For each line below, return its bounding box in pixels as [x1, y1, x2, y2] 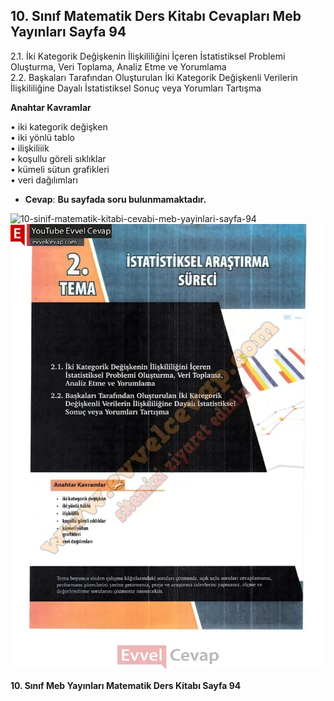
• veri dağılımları [10, 174, 78, 186]
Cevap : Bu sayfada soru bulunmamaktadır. [24, 193, 207, 205]
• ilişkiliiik [10, 142, 50, 154]
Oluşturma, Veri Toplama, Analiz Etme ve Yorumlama [10, 60, 227, 73]
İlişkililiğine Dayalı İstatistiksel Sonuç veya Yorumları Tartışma [10, 82, 262, 94]
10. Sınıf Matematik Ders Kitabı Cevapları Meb [10, 8, 302, 25]
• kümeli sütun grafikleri [10, 163, 110, 175]
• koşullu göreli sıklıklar [10, 152, 107, 164]
